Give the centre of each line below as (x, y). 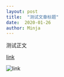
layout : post (22, 11)
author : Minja (23, 28)
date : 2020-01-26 (28, 22)
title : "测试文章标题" (32, 17)
